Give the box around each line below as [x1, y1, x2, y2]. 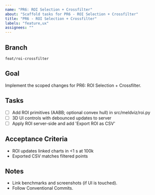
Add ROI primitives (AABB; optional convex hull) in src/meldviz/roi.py [12, 109, 151, 115]
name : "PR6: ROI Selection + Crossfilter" [5, 7, 93, 12]
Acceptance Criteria [5, 135, 68, 143]
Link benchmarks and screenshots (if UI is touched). [12, 180, 118, 186]
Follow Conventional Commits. [12, 185, 74, 191]
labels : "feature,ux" [5, 20, 49, 26]
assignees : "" [5, 25, 34, 30]
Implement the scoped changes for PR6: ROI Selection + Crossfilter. [5, 82, 141, 88]
